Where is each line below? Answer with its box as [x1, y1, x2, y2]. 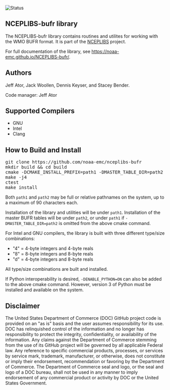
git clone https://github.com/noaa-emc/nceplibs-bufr [5, 159, 142, 165]
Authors [5, 69, 32, 77]
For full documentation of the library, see [5, 48, 90, 54]
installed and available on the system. [5, 287, 84, 293]
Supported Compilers [5, 107, 75, 116]
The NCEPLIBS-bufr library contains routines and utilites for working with [5, 33, 158, 39]
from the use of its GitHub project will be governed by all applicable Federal [5, 342, 163, 348]
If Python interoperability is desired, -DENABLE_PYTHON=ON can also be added [5, 276, 162, 282]
